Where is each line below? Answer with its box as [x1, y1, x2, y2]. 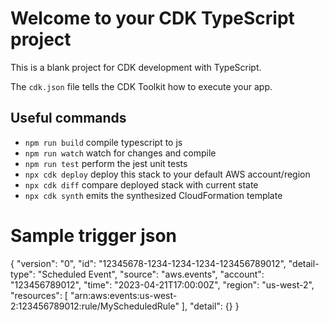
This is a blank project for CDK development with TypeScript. [10, 61, 262, 73]
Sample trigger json [10, 224, 178, 247]
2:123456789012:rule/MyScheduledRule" [10, 300, 180, 312]
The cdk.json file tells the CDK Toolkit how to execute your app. [10, 80, 273, 92]
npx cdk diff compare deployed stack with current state [24, 178, 259, 191]
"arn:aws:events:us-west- [69, 289, 178, 301]
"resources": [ [10, 289, 68, 301]
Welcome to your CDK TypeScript [10, 7, 295, 30]
